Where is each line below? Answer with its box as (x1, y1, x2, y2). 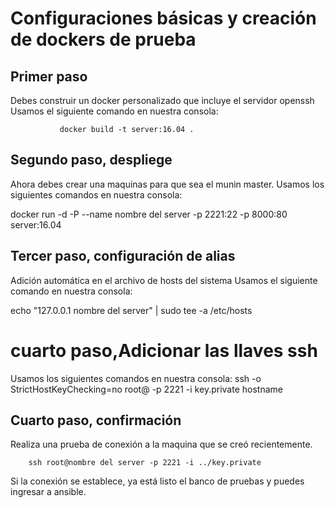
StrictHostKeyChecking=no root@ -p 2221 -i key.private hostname (10, 383, 283, 395)
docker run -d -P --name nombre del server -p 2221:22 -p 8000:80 (10, 208, 288, 220)
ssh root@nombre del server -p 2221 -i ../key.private (28, 458, 262, 468)
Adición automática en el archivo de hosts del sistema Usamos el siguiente (10, 274, 318, 286)
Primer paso (10, 68, 88, 85)
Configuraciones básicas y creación (10, 7, 317, 30)
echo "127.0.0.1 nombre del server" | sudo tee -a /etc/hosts (10, 304, 253, 316)
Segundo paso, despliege (10, 152, 173, 169)
